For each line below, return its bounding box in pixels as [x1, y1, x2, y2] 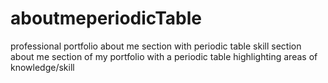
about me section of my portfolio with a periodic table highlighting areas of [10, 50, 318, 62]
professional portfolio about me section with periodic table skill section [10, 40, 302, 52]
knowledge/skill [10, 61, 75, 73]
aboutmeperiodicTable [10, 7, 202, 30]
